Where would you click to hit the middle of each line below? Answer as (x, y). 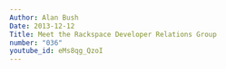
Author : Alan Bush (44, 17)
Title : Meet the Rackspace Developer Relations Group (113, 34)
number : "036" (36, 43)
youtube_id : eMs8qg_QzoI (56, 51)
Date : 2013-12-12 (42, 26)
